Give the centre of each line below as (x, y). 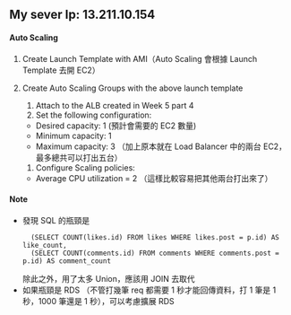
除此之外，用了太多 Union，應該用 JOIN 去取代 (108, 278)
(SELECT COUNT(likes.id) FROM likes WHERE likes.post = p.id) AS (155, 237)
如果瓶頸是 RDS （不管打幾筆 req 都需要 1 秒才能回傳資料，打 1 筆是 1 (149, 290)
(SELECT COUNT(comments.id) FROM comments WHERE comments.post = (155, 253)
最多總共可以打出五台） (79, 157)
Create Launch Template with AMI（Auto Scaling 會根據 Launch (140, 58)
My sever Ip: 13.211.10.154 (82, 15)
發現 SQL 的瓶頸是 (56, 220)
